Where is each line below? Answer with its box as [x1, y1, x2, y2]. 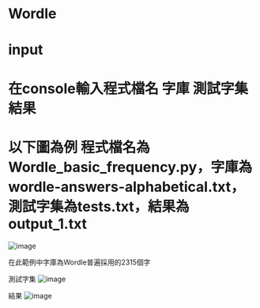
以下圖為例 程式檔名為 [8, 138, 150, 156]
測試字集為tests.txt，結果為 [8, 197, 190, 216]
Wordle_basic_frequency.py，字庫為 [8, 158, 253, 176]
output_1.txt [8, 215, 88, 233]
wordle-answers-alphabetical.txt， [8, 178, 245, 196]
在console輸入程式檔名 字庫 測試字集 [8, 80, 249, 97]
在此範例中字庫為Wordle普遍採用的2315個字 [8, 257, 151, 267]
